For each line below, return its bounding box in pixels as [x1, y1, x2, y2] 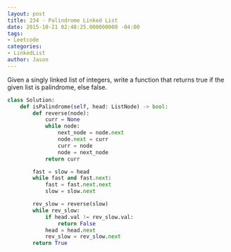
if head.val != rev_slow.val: [44, 213, 134, 220]
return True [32, 240, 68, 247]
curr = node [57, 142, 93, 149]
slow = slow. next [44, 188, 96, 195]
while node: [44, 122, 80, 130]
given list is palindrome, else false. [7, 82, 108, 92]
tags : [7, 30, 23, 37]
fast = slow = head [32, 168, 90, 175]
